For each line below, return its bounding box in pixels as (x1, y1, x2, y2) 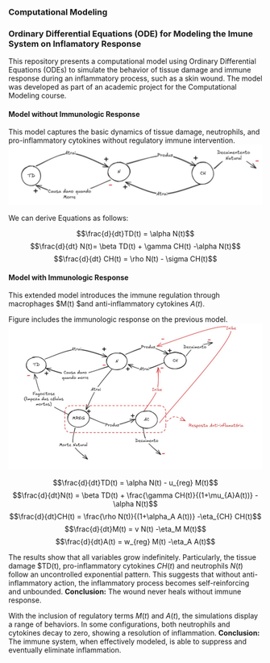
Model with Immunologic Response (8, 273, 129, 282)
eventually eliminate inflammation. (8, 644, 122, 655)
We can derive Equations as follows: (8, 213, 129, 223)
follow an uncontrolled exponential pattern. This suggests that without (8, 569, 241, 579)
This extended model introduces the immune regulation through (8, 290, 220, 300)
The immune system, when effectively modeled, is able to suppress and (8, 636, 247, 646)
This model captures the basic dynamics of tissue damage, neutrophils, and (8, 127, 260, 137)
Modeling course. (8, 91, 67, 101)
